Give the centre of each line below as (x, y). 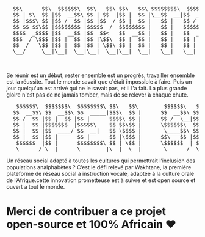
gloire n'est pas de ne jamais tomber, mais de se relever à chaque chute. (97, 95)
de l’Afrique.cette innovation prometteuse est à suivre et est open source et (101, 180)
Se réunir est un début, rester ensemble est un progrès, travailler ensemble (101, 75)
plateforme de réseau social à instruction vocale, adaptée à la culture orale (100, 174)
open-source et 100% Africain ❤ (92, 224)
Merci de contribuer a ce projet (86, 212)
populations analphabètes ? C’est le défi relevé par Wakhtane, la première (99, 167)
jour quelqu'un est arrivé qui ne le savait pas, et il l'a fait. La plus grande (97, 88)
